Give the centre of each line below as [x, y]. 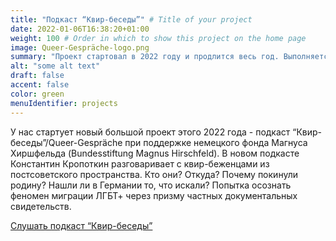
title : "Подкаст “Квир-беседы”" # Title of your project [131, 19]
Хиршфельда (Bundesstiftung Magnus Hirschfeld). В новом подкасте [155, 153]
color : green [37, 94]
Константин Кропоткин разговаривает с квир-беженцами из [140, 163]
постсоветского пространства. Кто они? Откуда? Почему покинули [154, 174]
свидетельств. [41, 206]
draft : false [37, 76]
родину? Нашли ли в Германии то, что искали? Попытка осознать [151, 185]
